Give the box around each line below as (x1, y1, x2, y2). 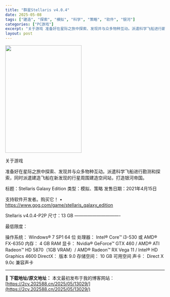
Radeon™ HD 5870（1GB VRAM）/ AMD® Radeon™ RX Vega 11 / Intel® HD (5, 247, 158, 253)
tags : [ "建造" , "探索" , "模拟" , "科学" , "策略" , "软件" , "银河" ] (5, 17, 136, 22)
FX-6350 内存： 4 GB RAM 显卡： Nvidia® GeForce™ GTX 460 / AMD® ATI (5, 241, 160, 246)
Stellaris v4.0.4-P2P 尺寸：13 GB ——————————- (5, 213, 121, 218)
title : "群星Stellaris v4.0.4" (5, 7, 70, 13)
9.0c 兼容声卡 (5, 259, 34, 266)
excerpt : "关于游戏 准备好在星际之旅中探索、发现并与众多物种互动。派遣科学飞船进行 (5, 26, 162, 31)
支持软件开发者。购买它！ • (5, 196, 62, 202)
